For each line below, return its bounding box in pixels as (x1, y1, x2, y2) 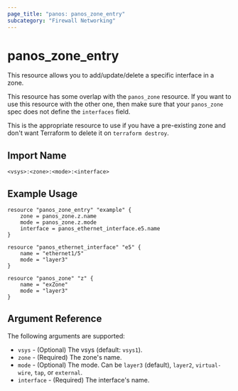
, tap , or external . (31, 368, 83, 377)
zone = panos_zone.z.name (20, 213, 97, 220)
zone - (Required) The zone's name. (17, 353, 122, 361)
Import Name (7, 149, 67, 161)
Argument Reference (7, 313, 102, 325)
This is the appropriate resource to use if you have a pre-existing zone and (7, 122, 226, 130)
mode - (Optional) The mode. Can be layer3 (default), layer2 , (17, 360, 194, 369)
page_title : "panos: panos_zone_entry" (7, 10, 126, 18)
